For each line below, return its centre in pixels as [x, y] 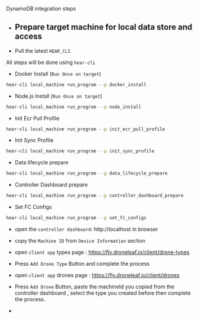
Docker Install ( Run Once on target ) [58, 74]
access [28, 36]
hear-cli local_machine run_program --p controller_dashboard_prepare [95, 196]
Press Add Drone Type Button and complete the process [82, 263]
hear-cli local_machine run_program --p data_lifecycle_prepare [87, 174]
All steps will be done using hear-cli [51, 62]
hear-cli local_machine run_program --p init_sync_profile [80, 151]
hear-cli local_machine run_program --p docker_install [76, 85]
